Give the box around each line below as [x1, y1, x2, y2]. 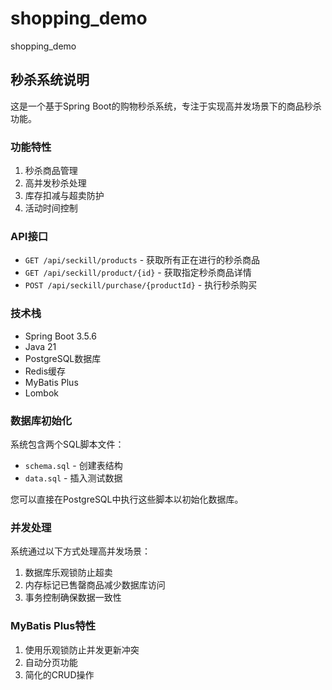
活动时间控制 [24, 202, 78, 214]
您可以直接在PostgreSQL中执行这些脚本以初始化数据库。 [10, 493, 244, 505]
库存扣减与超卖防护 [24, 190, 105, 202]
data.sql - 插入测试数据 [24, 472, 123, 484]
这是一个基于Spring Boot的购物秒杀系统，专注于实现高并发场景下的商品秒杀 [10, 100, 322, 112]
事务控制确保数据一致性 [24, 592, 122, 604]
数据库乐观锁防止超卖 [24, 567, 113, 579]
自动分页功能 [24, 656, 78, 668]
